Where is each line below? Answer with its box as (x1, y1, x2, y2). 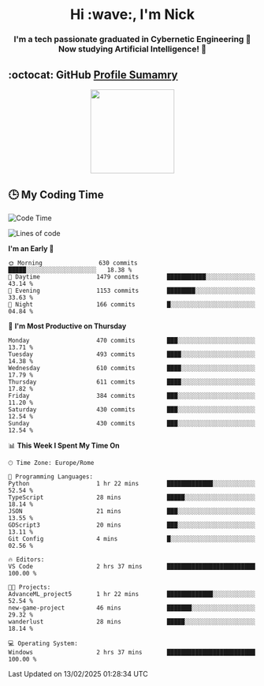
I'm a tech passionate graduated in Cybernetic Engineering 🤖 (13, 34, 251, 45)
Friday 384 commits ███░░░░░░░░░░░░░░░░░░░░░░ (8, 392, 256, 399)
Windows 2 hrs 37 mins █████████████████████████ (8, 648, 256, 656)
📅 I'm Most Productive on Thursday (8, 321, 127, 331)
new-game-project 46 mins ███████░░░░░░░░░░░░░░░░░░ (8, 604, 256, 612)
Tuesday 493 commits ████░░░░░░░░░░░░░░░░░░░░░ (8, 350, 256, 358)
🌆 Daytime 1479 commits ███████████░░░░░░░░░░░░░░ (8, 272, 256, 281)
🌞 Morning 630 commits (8, 259, 138, 267)
